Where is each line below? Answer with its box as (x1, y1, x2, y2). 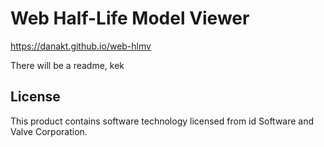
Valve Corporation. (10, 125, 88, 137)
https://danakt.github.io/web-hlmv (10, 40, 152, 52)
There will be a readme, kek (10, 59, 125, 71)
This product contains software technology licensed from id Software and (10, 115, 315, 127)
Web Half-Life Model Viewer (10, 7, 250, 30)
